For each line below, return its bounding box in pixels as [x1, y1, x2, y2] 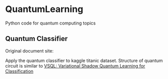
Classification [5, 68, 34, 74]
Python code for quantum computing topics [5, 20, 96, 26]
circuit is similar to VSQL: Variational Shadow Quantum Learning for [5, 62, 145, 68]
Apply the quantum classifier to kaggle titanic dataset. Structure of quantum [5, 57, 163, 63]
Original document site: [5, 47, 54, 53]
